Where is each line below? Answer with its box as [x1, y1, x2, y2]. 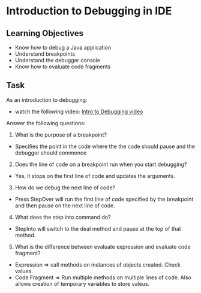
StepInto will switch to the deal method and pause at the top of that [14, 225, 181, 232]
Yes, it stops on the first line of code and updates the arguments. [14, 172, 175, 179]
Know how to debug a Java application [14, 44, 112, 51]
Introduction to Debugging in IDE [6, 4, 172, 18]
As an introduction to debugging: [6, 96, 88, 103]
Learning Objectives [6, 28, 84, 38]
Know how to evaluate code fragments [14, 63, 111, 70]
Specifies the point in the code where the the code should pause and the [14, 143, 195, 150]
